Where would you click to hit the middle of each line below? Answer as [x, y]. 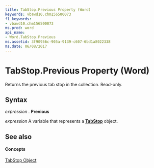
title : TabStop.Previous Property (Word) [48, 10]
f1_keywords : [18, 19]
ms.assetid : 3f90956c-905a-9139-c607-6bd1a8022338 [58, 42]
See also [18, 137]
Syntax [16, 100]
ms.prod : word [20, 28]
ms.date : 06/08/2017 [26, 46]
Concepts [15, 149]
